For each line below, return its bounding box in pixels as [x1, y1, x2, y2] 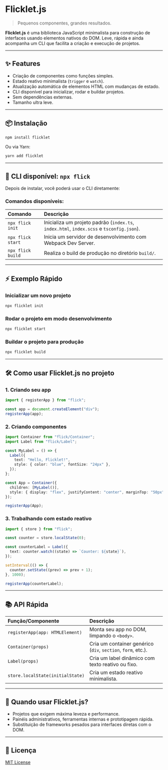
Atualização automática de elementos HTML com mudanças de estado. [12, 83, 160, 89]
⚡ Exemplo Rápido [5, 274, 62, 283]
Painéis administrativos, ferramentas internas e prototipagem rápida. [12, 716, 154, 723]
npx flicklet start [5, 326, 46, 332]
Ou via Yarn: [5, 144, 31, 150]
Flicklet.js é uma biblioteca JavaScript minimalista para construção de [5, 29, 150, 35]
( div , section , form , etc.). [89, 647, 147, 654]
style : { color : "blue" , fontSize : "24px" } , [14, 462, 111, 467]
